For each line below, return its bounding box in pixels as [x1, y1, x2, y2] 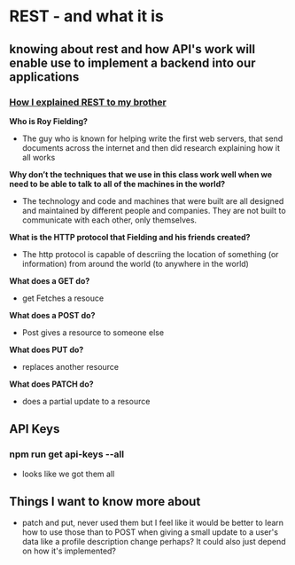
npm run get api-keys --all [9, 448, 125, 460]
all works [21, 152, 56, 162]
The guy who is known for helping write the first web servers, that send [21, 133, 283, 144]
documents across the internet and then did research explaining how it [21, 142, 281, 153]
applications [9, 69, 80, 84]
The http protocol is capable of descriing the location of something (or [21, 248, 279, 259]
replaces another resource [21, 361, 120, 372]
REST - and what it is [9, 6, 164, 27]
